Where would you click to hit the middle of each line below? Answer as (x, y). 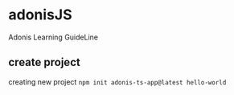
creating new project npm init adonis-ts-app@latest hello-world (117, 81)
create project (44, 62)
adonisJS (40, 15)
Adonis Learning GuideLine (53, 37)
